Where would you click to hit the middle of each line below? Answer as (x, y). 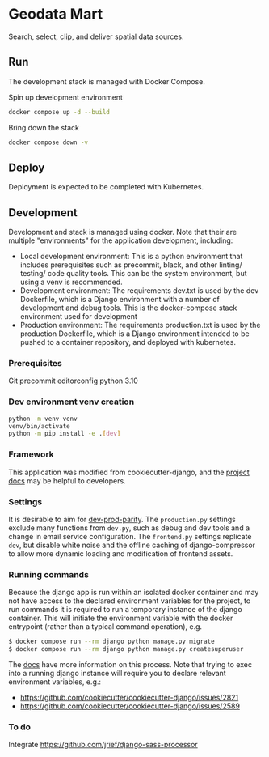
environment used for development (78, 317)
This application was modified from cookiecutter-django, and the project (129, 472)
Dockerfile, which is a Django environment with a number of (120, 300)
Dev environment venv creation (71, 402)
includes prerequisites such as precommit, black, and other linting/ (131, 265)
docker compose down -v (48, 142)
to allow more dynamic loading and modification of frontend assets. (121, 553)
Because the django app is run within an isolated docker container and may (134, 593)
